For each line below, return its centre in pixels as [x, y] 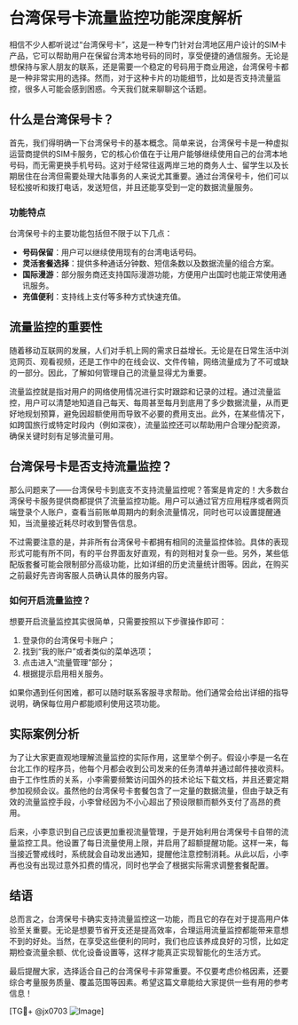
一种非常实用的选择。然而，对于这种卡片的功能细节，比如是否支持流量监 [149, 77]
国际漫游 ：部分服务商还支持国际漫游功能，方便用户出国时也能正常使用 [150, 274]
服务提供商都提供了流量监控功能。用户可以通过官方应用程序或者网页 [164, 501]
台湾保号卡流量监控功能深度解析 [126, 18]
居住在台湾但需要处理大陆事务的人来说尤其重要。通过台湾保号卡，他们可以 [153, 176]
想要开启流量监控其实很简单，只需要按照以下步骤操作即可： [118, 621]
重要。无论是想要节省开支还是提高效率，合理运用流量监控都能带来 [153, 930]
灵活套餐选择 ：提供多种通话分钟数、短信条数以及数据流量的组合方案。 [150, 264]
